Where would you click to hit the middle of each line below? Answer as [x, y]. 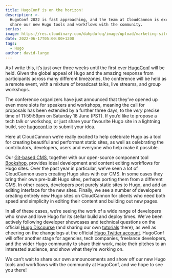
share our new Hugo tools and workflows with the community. [77, 24]
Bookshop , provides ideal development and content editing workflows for [83, 163]
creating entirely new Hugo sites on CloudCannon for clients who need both [85, 195]
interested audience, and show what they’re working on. [64, 249]
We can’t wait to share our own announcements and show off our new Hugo [85, 259]
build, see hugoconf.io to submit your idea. [50, 127]
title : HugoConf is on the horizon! [44, 10]
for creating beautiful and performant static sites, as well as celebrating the [84, 142]
